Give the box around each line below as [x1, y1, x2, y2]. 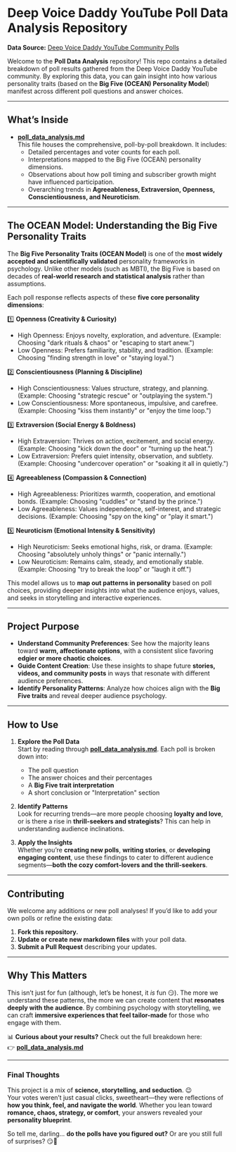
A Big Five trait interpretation [27, 781, 114, 790]
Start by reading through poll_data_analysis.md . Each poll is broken [17, 745, 216, 754]
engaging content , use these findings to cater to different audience [17, 853, 214, 862]
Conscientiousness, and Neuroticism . [27, 192, 140, 201]
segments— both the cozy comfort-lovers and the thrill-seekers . [17, 861, 208, 869]
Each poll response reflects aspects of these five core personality [7, 293, 200, 301]
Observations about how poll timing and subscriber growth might [27, 170, 216, 178]
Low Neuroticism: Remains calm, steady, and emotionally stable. [17, 557, 204, 565]
